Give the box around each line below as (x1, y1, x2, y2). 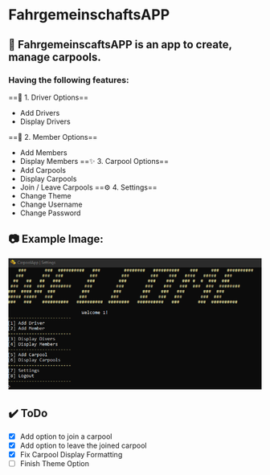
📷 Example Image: (8, 232, 104, 246)
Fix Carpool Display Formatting (19, 450, 123, 460)
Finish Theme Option (19, 459, 90, 469)
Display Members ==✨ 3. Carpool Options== (19, 156, 169, 166)
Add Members (19, 147, 68, 158)
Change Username (19, 199, 83, 209)
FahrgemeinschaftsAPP (8, 6, 170, 24)
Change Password (19, 207, 81, 218)
